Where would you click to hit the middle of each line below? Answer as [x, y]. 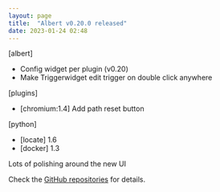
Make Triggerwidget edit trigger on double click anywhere [116, 78]
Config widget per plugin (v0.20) [74, 69]
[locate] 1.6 [39, 140]
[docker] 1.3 [40, 149]
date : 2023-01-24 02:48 [48, 31]
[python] [23, 125]
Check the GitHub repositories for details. [77, 180]
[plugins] [23, 93]
